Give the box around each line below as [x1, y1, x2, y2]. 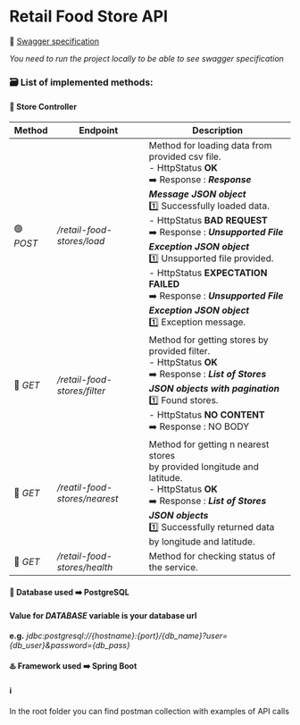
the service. [148, 561, 199, 574]
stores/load [56, 235, 105, 248]
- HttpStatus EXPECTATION [148, 266, 268, 279]
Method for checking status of [148, 550, 276, 562]
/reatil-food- [56, 481, 113, 493]
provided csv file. [148, 150, 221, 163]
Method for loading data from [148, 139, 272, 152]
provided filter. [148, 345, 211, 358]
